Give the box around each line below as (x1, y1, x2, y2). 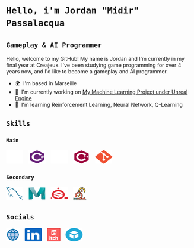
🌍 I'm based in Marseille (14, 80, 77, 86)
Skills (6, 119, 31, 128)
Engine (14, 95, 32, 101)
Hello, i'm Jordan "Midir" (6, 5, 139, 16)
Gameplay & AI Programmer (6, 41, 102, 49)
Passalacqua (6, 18, 65, 29)
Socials (6, 213, 34, 222)
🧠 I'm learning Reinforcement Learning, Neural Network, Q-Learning (14, 101, 183, 108)
